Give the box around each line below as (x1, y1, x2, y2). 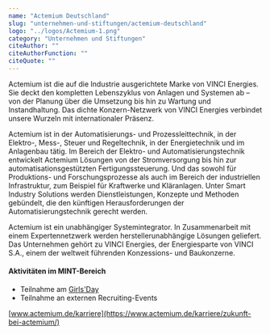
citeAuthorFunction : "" (8, 49, 89, 57)
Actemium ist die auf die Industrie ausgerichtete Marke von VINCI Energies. (8, 78, 260, 89)
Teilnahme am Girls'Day (19, 285, 99, 294)
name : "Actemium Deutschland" (8, 11, 110, 20)
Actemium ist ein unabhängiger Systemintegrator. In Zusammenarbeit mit (8, 222, 251, 231)
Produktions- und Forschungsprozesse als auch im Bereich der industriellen (8, 171, 260, 182)
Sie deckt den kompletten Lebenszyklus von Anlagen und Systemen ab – (8, 87, 250, 97)
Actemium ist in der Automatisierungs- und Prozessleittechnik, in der (8, 129, 237, 138)
